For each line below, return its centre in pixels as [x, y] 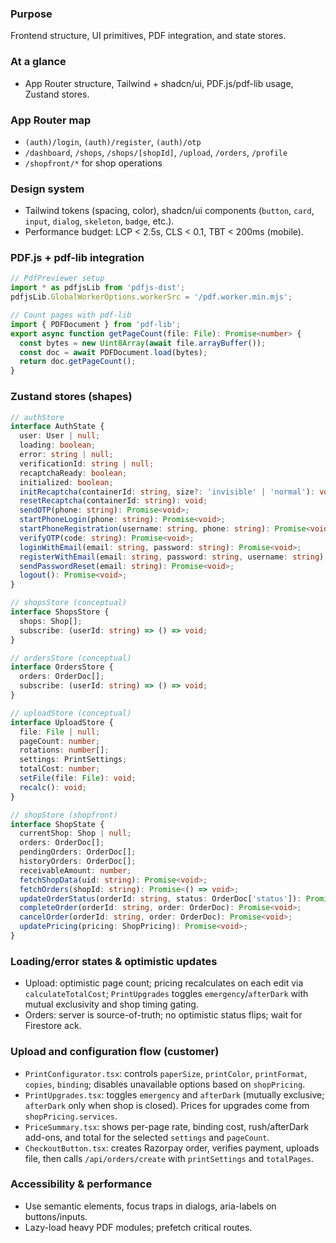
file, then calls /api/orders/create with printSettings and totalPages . [169, 1158]
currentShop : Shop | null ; [75, 833]
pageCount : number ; [60, 741]
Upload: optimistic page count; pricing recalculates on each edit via [164, 983]
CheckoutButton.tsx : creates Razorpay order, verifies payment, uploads [172, 1148]
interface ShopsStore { [60, 612]
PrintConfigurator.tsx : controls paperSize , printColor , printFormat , [166, 1073]
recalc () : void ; [53, 787]
